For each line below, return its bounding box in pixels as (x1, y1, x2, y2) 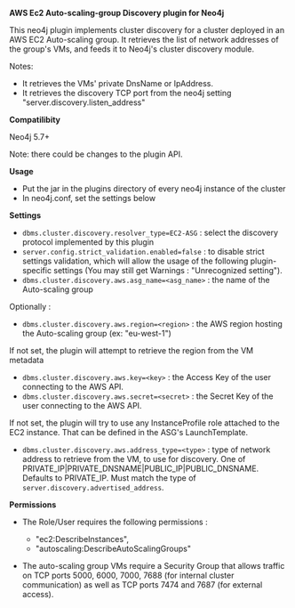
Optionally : (9, 302, 52, 312)
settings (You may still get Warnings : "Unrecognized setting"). (52, 265, 283, 275)
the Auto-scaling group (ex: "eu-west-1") (21, 328, 171, 338)
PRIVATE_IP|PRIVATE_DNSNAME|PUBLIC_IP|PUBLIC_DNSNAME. (21, 463, 259, 474)
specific (21, 265, 52, 275)
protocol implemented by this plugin (21, 237, 155, 247)
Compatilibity (9, 115, 60, 125)
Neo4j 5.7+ (9, 132, 51, 142)
